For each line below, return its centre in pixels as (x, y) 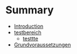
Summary (29, 10)
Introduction (29, 26)
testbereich (27, 32)
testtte (30, 38)
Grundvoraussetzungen (42, 45)
